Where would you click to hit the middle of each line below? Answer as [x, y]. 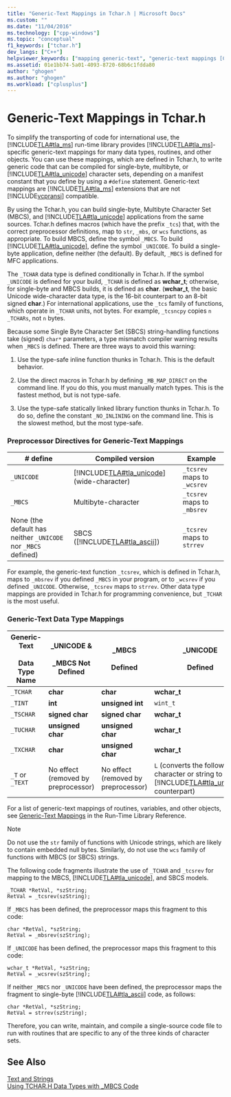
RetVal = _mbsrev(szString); [49, 935]
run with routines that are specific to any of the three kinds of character [108, 1033]
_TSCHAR [23, 714]
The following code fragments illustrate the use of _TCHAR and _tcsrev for [110, 870]
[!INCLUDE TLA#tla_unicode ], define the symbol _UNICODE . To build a [103, 246]
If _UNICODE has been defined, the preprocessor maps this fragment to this [112, 948]
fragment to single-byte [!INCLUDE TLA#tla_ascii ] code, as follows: [101, 994]
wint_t [165, 703]
